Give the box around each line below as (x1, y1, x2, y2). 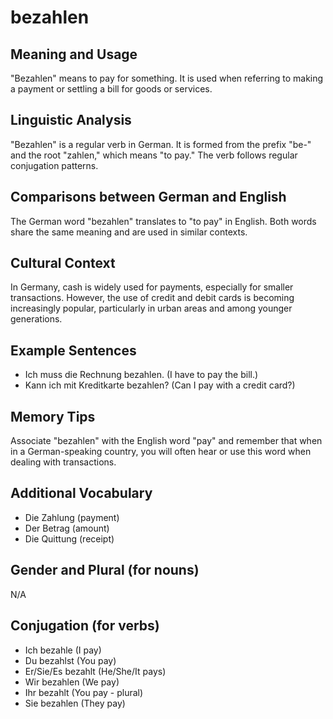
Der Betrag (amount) (24, 522, 110, 534)
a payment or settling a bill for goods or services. (10, 83, 213, 95)
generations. (10, 313, 63, 325)
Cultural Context (10, 255, 116, 272)
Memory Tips (10, 408, 96, 425)
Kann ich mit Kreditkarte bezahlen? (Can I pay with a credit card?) (24, 379, 296, 391)
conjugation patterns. (10, 159, 99, 171)
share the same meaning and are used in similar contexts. (10, 226, 248, 238)
